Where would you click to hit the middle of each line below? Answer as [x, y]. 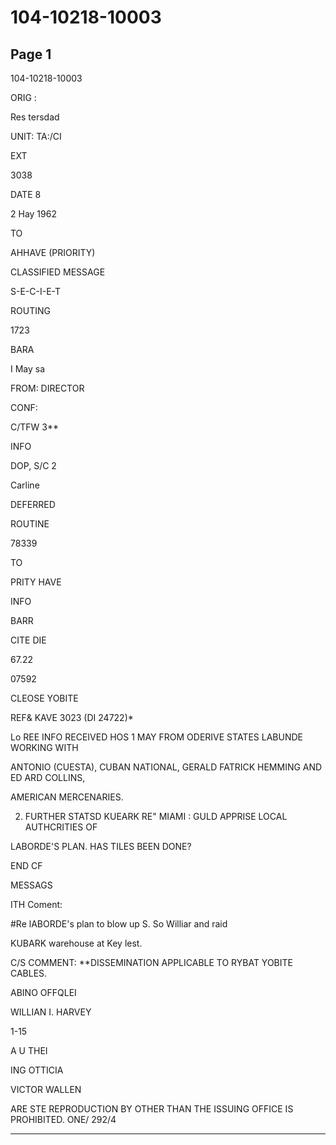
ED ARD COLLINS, [48, 777]
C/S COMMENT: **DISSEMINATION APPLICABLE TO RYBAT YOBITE [151, 962]
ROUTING [30, 310]
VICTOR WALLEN [46, 1089]
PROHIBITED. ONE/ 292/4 [63, 1119]
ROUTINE [30, 524]
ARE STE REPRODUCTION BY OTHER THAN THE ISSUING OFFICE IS [152, 1109]
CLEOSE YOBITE [44, 698]
